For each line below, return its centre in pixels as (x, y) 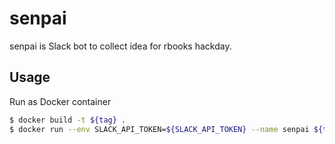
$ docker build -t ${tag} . (68, 120)
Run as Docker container (60, 101)
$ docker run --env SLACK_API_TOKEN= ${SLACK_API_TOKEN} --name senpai (159, 129)
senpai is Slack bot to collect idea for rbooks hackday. (120, 46)
